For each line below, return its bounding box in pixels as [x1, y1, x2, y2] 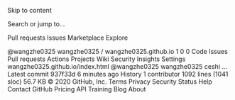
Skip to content [7, 6, 52, 14]
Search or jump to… [7, 20, 65, 28]
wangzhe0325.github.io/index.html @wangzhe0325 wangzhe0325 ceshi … [7, 62, 228, 70]
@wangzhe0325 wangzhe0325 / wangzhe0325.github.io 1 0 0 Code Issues [7, 48, 229, 55]
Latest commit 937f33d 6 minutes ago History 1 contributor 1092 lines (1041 [7, 70, 229, 78]
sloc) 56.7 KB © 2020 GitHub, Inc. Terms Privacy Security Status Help [7, 77, 213, 86]
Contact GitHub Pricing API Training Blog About [7, 85, 146, 93]
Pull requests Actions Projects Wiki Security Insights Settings [7, 55, 186, 63]
